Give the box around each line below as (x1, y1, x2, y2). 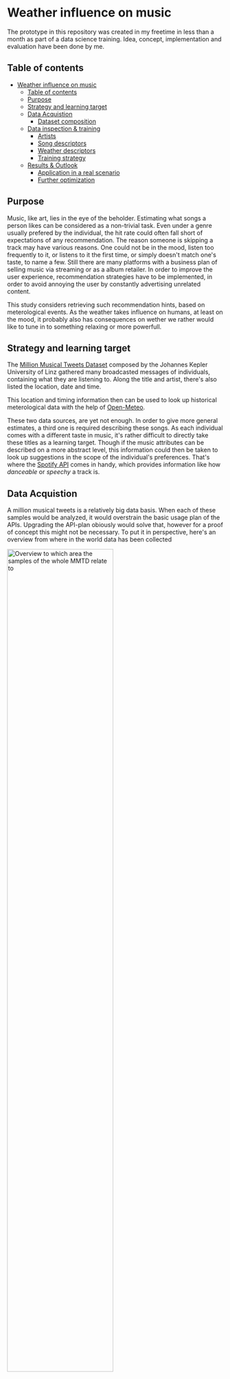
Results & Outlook (27, 160, 78, 169)
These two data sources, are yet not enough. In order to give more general (7, 417, 218, 425)
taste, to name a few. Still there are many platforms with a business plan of (7, 258, 218, 266)
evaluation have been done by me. (7, 42, 105, 50)
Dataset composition (37, 117, 96, 125)
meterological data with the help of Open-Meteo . (7, 403, 146, 411)
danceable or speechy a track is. (7, 468, 100, 476)
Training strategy (37, 154, 86, 162)
